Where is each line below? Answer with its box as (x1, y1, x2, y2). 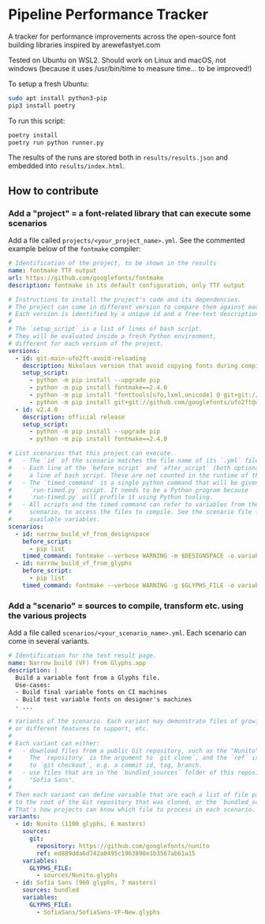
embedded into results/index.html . (8, 161, 125, 171)
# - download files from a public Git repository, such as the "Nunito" (8, 746, 259, 755)
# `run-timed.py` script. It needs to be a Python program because (8, 486, 248, 494)
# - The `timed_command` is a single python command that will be (8, 479, 238, 486)
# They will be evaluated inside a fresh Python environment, (8, 332, 217, 340)
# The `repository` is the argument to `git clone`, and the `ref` (8, 754, 248, 762)
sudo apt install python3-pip (8, 94, 108, 102)
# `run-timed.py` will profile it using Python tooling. (8, 494, 214, 501)
